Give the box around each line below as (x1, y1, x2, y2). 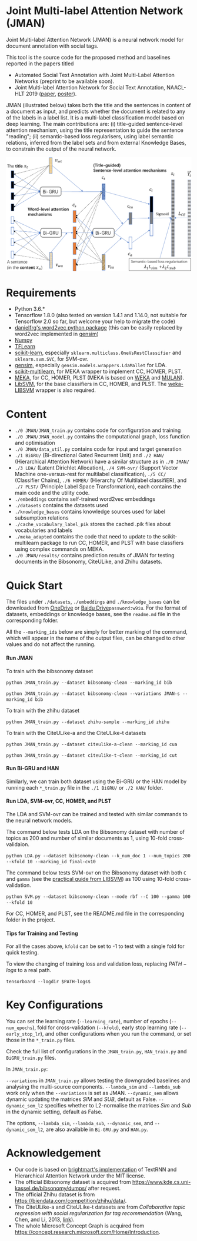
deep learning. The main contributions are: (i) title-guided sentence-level (6, 120, 183, 127)
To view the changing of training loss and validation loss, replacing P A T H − (6, 960, 187, 967)
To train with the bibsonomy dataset (6, 667, 94, 674)
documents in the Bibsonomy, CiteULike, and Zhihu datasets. (14, 558, 163, 565)
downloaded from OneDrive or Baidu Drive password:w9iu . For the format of (6, 604, 187, 611)
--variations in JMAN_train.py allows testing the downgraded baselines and (6, 1077, 191, 1084)
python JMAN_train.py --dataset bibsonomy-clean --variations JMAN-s (6, 690, 181, 697)
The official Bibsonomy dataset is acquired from (14, 1179, 131, 1186)
